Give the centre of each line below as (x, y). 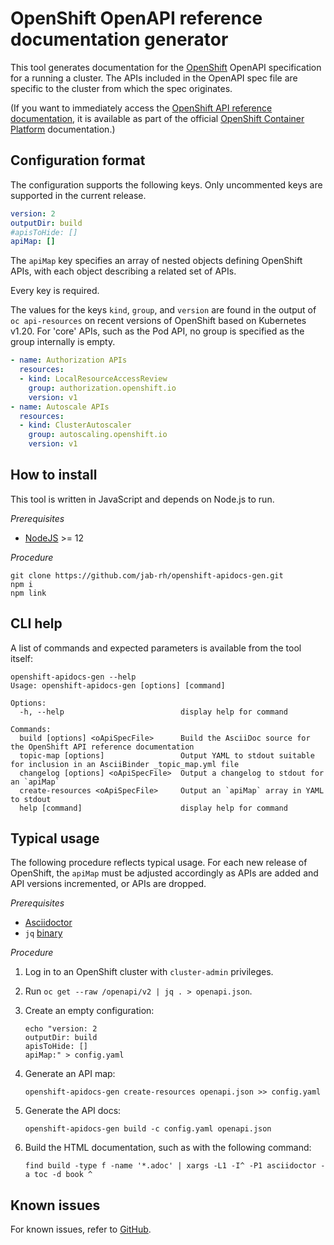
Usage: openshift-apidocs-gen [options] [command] (118, 685)
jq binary (43, 933)
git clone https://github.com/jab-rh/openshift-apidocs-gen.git (147, 575)
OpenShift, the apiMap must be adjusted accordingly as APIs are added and (164, 873)
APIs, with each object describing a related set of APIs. (123, 271)
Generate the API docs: (73, 1111)
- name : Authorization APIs (69, 360)
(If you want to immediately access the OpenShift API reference (141, 108)
